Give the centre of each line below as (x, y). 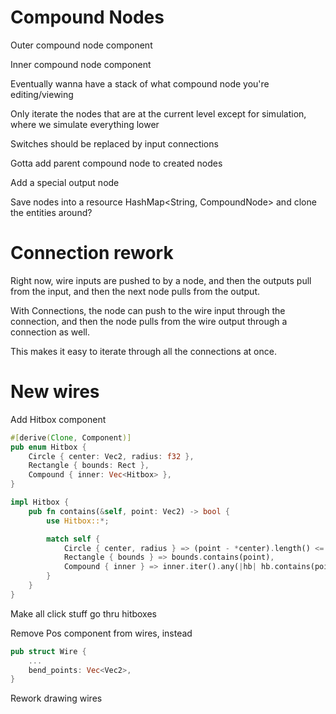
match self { (73, 539)
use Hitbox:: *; (78, 521)
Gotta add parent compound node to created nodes (116, 163)
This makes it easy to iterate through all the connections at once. (143, 351)
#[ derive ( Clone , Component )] (71, 437)
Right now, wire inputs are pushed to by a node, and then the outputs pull (161, 280)
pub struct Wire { (48, 651)
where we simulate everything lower (85, 124)
